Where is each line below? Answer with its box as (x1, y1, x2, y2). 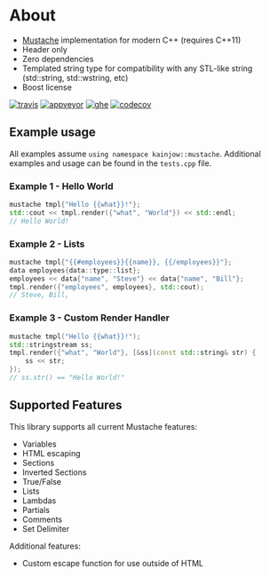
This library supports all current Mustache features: (9, 421, 198, 431)
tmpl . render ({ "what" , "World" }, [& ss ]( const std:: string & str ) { (9, 348, 257, 358)
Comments (21, 514, 63, 525)
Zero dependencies (21, 53, 94, 64)
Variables (21, 439, 57, 449)
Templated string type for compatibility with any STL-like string (21, 63, 253, 74)
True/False (21, 476, 62, 486)
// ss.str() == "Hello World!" (9, 374, 125, 383)
